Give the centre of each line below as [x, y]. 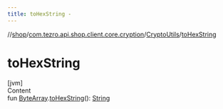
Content [19, 90]
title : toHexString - [40, 14]
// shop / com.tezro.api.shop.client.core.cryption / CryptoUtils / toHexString [112, 34]
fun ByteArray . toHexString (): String [59, 98]
